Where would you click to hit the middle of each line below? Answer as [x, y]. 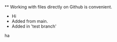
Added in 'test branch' [34, 26]
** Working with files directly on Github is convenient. [58, 7]
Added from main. [30, 21]
